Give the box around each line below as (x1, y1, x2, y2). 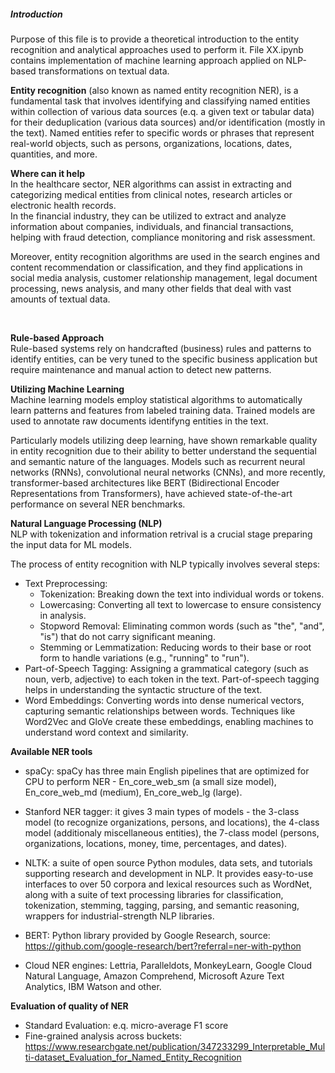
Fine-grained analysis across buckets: (24, 1030, 183, 1042)
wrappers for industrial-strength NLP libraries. (24, 910, 215, 922)
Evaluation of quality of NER (10, 1000, 129, 1012)
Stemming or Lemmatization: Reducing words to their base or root (39, 641, 312, 653)
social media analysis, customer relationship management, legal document (10, 271, 318, 284)
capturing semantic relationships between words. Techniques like (24, 705, 296, 717)
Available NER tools (10, 745, 93, 757)
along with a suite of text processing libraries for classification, (24, 888, 284, 900)
